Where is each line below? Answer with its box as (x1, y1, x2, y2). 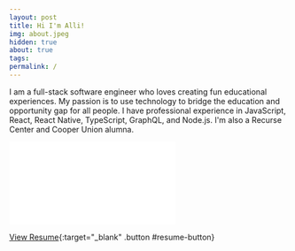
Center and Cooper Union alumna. (9, 124, 135, 134)
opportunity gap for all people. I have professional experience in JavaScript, (9, 105, 286, 116)
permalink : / (9, 63, 58, 72)
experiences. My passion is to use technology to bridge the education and (9, 95, 281, 106)
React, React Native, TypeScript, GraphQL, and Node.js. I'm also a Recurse (9, 114, 282, 125)
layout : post (9, 12, 58, 22)
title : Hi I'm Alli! (9, 21, 86, 30)
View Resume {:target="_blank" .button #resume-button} (9, 232, 215, 242)
